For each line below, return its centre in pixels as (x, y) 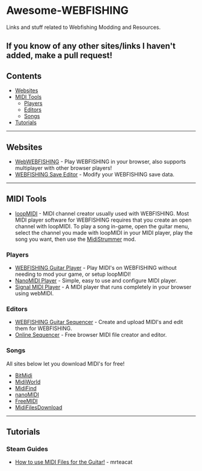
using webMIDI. (34, 293)
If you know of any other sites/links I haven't (91, 46)
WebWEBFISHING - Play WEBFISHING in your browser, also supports (100, 161)
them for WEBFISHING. (43, 328)
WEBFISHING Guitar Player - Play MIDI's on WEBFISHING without (96, 268)
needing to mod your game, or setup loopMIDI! (73, 274)
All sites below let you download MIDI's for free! (66, 363)
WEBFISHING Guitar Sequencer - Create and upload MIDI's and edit (99, 322)
